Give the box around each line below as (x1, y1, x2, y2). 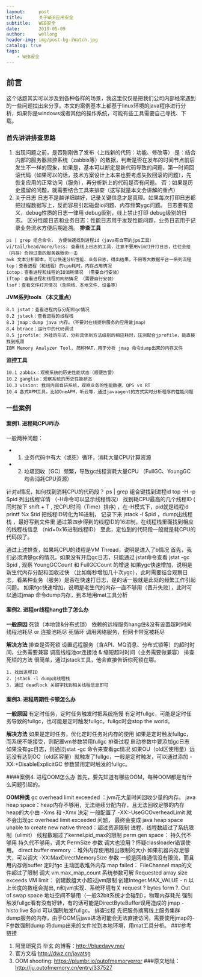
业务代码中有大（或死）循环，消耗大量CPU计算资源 (23, 454, 151, 461)
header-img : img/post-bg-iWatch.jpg (6, 37, 98, 43)
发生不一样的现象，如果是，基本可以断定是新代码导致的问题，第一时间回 (14, 163, 194, 171)
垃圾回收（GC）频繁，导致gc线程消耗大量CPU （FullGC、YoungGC (23, 467, 191, 475)
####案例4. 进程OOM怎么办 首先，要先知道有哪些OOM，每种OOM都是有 (6, 773, 188, 781)
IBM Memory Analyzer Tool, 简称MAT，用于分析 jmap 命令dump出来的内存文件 (6, 345, 183, 351)
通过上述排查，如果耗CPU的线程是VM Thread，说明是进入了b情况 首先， (6, 546, 187, 553)
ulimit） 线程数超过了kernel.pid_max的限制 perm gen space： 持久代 (16, 832, 186, 839)
